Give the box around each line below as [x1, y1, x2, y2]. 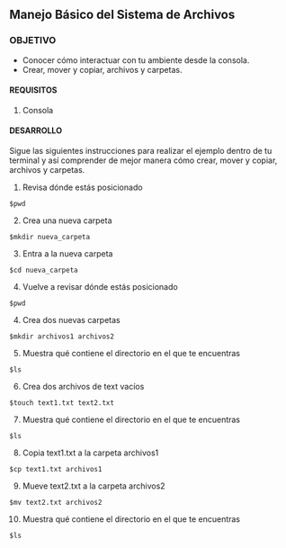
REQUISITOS [9, 85, 58, 95]
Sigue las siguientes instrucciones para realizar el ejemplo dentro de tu [9, 146, 273, 157]
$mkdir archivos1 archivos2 [9, 332, 115, 341]
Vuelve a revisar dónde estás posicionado [22, 282, 178, 292]
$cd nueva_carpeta [9, 265, 78, 275]
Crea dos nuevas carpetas [22, 315, 121, 326]
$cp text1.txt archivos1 [9, 465, 103, 474]
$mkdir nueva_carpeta [9, 233, 91, 242]
